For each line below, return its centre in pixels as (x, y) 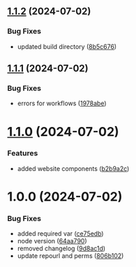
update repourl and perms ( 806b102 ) (70, 256)
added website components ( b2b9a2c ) (73, 168)
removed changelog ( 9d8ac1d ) (61, 249)
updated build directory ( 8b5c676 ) (67, 46)
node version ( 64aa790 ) (52, 241)
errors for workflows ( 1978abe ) (62, 103)
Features (23, 153)
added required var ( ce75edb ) (60, 234)
